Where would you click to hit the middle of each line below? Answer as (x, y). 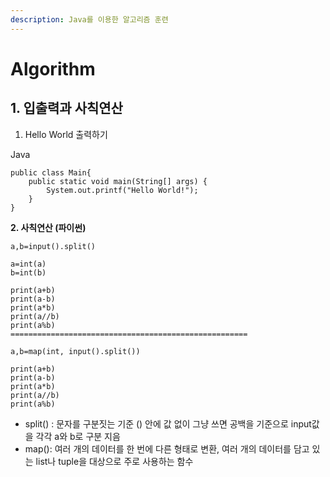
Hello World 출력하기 (66, 134)
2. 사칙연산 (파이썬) (48, 227)
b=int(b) (28, 272)
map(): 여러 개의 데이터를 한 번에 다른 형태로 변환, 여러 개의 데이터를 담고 (167, 448)
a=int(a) (28, 264)
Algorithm (53, 68)
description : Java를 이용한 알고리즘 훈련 (89, 19)
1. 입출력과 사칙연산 (66, 108)
